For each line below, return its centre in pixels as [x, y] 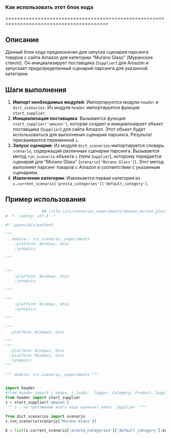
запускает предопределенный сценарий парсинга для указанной [77, 68]
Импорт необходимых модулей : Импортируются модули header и [85, 102]
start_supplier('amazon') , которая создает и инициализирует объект [88, 124]
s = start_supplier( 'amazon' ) [37, 403]
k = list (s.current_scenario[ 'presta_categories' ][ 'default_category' [82, 430]
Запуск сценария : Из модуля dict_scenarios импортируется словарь [88, 145]
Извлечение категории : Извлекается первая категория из [77, 178]
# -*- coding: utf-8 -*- [32, 216]
